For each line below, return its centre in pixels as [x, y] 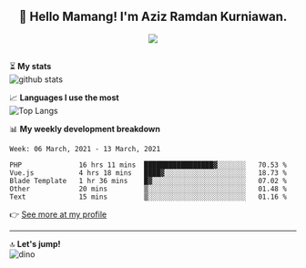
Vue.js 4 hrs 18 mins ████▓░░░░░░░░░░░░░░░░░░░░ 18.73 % [148, 173]
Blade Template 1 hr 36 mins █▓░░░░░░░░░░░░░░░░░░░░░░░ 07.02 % [148, 180]
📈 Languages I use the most [65, 98]
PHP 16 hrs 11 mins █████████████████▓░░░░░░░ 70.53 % [148, 165]
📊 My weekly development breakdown [85, 129]
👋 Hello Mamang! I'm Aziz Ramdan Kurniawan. [153, 17]
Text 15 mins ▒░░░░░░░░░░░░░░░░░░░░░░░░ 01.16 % [148, 197]
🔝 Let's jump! [35, 243]
